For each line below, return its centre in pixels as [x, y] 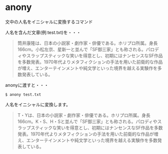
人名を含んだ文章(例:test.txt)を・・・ [43, 32]
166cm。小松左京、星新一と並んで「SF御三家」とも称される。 [81, 49]
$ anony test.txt [23, 94]
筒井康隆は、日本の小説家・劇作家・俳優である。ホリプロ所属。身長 [87, 43]
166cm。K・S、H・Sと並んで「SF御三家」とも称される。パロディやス [89, 121]
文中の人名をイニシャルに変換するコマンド [49, 22]
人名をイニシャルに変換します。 [38, 104]
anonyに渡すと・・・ [27, 85]
